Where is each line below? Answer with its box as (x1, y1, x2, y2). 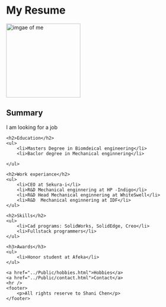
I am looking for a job (6, 124, 58, 131)
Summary (6, 108, 43, 118)
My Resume (6, 4, 66, 17)
